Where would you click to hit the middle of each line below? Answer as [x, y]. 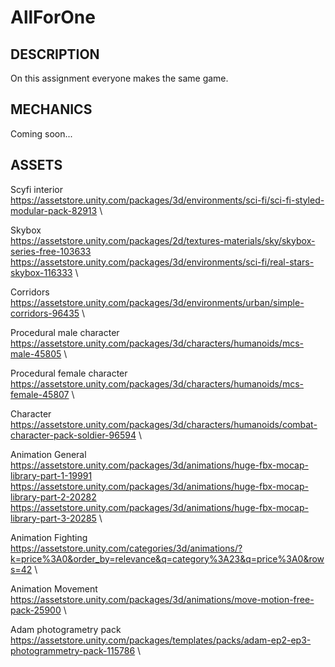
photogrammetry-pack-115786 [73, 650]
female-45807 [40, 394]
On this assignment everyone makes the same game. [119, 78]
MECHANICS [51, 109]
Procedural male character [65, 332]
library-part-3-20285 [53, 518]
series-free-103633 [51, 251]
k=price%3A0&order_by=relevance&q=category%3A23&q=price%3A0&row [167, 558]
